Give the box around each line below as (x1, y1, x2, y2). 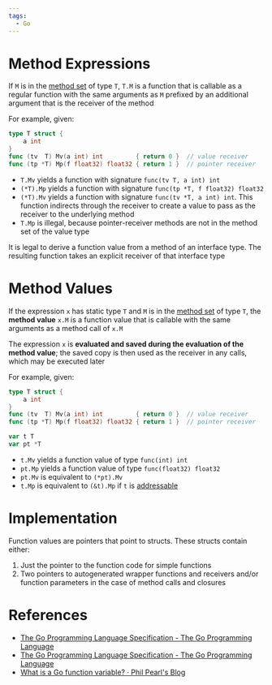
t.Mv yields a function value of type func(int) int (19, 455, 188, 464)
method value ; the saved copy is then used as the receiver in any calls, (8, 347, 248, 357)
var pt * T (8, 440, 42, 448)
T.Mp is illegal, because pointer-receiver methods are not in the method (19, 218, 258, 227)
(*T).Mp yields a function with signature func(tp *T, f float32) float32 (19, 183, 264, 193)
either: (8, 545, 30, 554)
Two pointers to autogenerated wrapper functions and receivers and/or (19, 569, 259, 579)
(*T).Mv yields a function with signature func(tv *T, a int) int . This (19, 192, 253, 201)
